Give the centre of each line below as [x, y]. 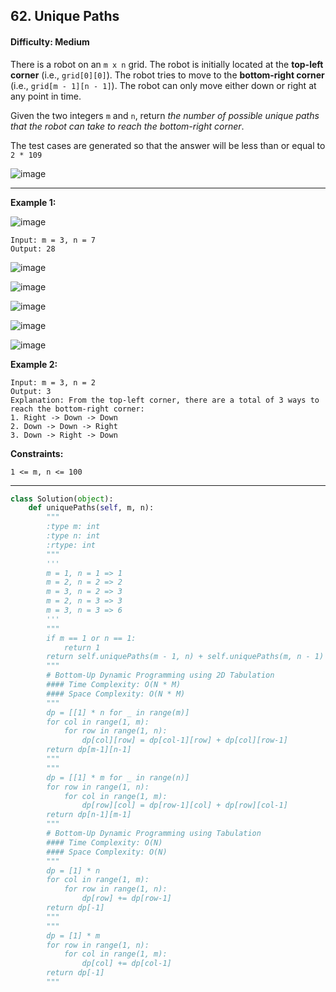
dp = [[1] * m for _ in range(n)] [118, 777]
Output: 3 [31, 391]
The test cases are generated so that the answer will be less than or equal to [168, 145]
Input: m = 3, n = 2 [53, 382]
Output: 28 [33, 249]
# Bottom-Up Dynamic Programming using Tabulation [154, 834]
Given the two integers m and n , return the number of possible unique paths [165, 115]
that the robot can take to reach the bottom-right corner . [127, 126]
